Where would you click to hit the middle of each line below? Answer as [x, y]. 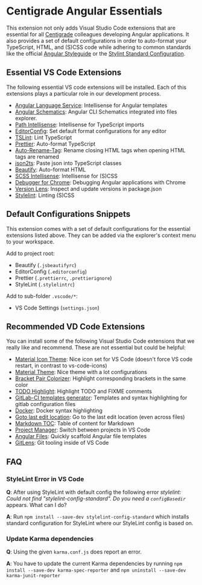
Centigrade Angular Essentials [84, 11]
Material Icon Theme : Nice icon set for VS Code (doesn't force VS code [104, 359]
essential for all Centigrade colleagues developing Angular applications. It [98, 34]
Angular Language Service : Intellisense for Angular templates [91, 105]
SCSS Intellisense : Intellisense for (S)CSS [66, 176]
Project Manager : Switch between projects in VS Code [83, 430]
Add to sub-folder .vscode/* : [42, 296]
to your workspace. [30, 241]
